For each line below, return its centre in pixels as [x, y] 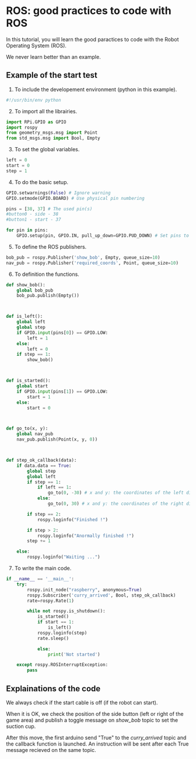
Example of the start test [52, 75]
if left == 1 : [54, 487]
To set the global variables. [47, 150]
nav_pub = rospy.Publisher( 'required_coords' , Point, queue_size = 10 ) [92, 263]
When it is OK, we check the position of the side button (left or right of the [95, 713]
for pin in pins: [27, 230]
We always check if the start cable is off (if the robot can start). [82, 702]
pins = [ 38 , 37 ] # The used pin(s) [49, 209]
